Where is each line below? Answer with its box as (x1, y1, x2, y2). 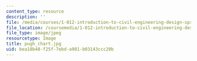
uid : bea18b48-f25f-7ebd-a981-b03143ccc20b (6, 46, 114, 52)
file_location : (6, 24, 43, 31)
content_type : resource (6, 8, 64, 15)
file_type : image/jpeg (6, 30, 62, 36)
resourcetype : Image (6, 35, 57, 41)
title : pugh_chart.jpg (6, 41, 62, 47)
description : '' (6, 14, 46, 20)
